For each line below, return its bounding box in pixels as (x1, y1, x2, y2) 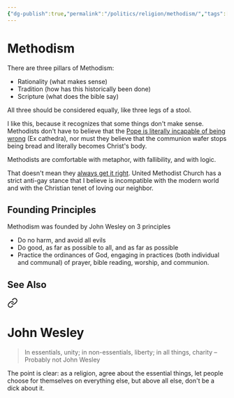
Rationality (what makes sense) (17, 77, 108, 85)
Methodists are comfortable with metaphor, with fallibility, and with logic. (7, 155, 217, 163)
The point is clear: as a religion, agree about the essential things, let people (7, 369, 224, 378)
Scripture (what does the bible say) (17, 92, 119, 100)
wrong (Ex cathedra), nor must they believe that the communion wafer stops (7, 134, 227, 142)
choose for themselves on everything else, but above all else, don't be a (7, 376, 214, 385)
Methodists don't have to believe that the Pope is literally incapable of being (7, 127, 226, 135)
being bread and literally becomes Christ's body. (7, 142, 147, 150)
